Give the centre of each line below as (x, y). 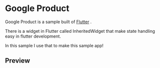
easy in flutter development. (33, 36)
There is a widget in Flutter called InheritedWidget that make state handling (80, 31)
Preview (18, 61)
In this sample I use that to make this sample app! (54, 45)
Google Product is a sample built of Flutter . (48, 22)
